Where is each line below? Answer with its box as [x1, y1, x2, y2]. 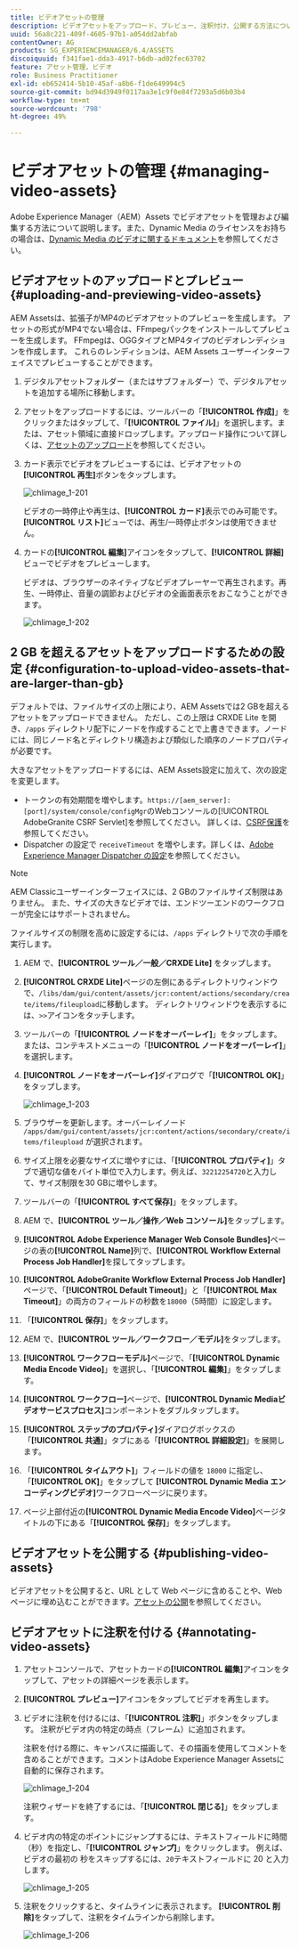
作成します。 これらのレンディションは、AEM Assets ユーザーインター [25, 345, 283, 356]
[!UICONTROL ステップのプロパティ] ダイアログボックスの [22, 1424, 236, 1434]
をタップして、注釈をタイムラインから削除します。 [34, 1912, 220, 1923]
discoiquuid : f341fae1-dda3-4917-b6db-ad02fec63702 [10, 54, 206, 63]
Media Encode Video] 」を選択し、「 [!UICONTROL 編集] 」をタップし [22, 1363, 274, 1374]
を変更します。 [10, 776, 65, 786]
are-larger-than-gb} [10, 676, 125, 691]
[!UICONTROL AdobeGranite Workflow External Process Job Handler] [22, 1274, 286, 1285]
